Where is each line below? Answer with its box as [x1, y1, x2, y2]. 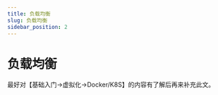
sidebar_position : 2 [7, 23, 68, 30]
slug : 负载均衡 [7, 17, 48, 24]
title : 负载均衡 [7, 10, 51, 18]
